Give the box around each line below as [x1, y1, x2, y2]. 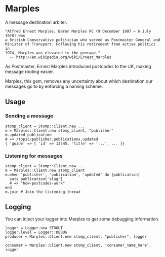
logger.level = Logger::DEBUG [5, 230, 68, 235]
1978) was [5, 33, 26, 38]
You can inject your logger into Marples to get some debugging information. [5, 216, 160, 222]
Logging [5, 203, 31, 211]
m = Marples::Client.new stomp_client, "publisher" [5, 128, 114, 133]
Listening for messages [5, 152, 63, 159]
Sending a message [5, 112, 53, 119]
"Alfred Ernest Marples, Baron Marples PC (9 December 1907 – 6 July [5, 29, 152, 34]
